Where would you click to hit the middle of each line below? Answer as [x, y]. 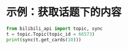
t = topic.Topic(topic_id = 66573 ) [51, 34]
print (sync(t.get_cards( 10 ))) [44, 39]
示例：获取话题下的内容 [64, 12]
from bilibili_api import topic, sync [54, 28]
